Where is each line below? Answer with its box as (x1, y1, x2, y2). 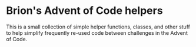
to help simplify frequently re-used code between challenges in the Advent (6, 29, 188, 36)
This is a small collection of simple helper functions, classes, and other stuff (6, 23, 190, 30)
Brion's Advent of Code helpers (6, 4, 163, 17)
